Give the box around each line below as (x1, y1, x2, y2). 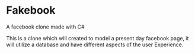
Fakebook (6, 4, 56, 17)
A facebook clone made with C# (6, 23, 85, 30)
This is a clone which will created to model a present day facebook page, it (6, 34, 189, 42)
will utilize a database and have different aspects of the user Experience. (6, 41, 184, 48)
